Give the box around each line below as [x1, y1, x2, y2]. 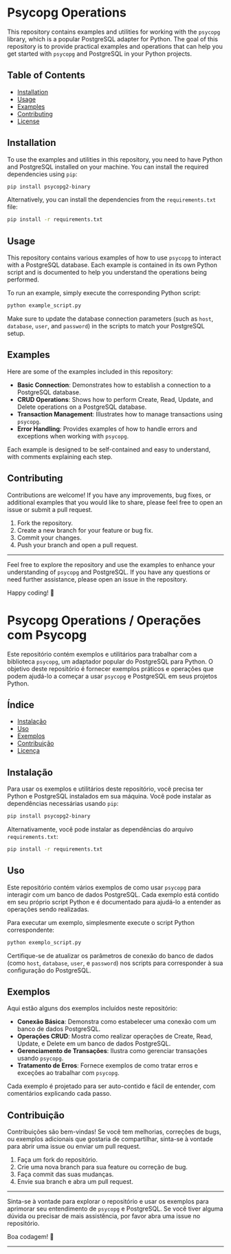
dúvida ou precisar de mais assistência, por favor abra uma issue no [7, 1212, 201, 1220]
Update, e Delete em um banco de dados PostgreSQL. [16, 1039, 171, 1048]
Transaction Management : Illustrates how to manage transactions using [16, 410, 223, 418]
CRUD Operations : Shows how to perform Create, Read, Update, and [16, 395, 213, 403]
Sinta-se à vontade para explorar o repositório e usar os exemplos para [7, 1198, 209, 1206]
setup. [7, 329, 25, 337]
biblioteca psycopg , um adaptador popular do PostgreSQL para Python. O [7, 657, 213, 666]
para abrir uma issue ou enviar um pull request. [7, 1143, 141, 1151]
